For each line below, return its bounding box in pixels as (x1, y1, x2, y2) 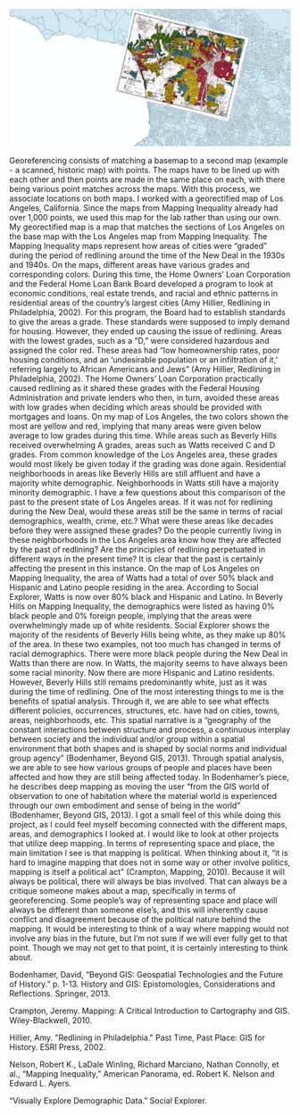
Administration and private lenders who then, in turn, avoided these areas (9, 392, 279, 403)
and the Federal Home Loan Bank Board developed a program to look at (9, 278, 274, 289)
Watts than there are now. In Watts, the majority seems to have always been (9, 657, 288, 669)
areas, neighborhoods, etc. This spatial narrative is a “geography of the (9, 714, 271, 725)
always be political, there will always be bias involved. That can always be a (9, 876, 287, 886)
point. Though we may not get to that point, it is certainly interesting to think (9, 942, 288, 953)
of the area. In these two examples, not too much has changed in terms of (9, 638, 281, 649)
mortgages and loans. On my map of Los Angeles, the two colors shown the (9, 411, 288, 421)
